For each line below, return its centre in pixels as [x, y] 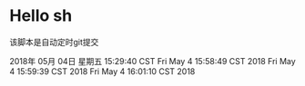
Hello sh [41, 16]
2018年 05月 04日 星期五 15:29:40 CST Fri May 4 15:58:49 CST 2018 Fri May [152, 61]
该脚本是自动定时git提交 [54, 42]
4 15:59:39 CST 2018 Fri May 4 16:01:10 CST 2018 [102, 71]
